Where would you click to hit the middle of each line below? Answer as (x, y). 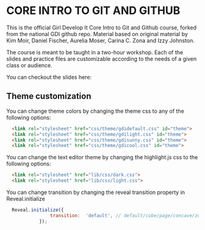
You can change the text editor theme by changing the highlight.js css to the (102, 157)
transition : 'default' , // (85, 215)
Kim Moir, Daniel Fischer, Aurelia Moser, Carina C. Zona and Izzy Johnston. (101, 40)
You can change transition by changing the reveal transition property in (95, 192)
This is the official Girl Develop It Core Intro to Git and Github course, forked (102, 27)
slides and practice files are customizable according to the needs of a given (102, 59)
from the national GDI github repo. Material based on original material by (97, 34)
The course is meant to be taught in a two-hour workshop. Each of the (95, 52)
